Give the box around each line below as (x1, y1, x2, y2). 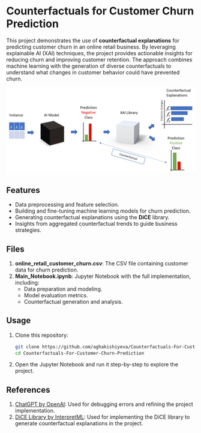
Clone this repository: (14, 332, 68, 339)
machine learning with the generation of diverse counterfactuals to (6, 62, 172, 70)
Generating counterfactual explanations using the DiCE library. (14, 214, 170, 221)
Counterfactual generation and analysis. (23, 298, 123, 305)
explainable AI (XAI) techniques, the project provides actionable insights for (6, 49, 193, 56)
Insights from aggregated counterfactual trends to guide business (14, 220, 178, 228)
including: (14, 279, 40, 286)
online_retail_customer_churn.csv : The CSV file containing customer (14, 259, 189, 267)
